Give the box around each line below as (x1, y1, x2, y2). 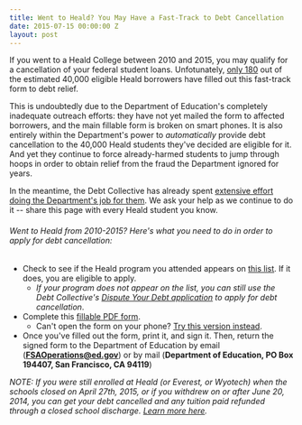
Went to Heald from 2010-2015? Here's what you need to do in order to (9, 225, 273, 236)
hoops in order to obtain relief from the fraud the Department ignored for (9, 159, 279, 170)
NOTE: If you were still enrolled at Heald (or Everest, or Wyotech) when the (9, 376, 288, 387)
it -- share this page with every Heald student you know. (9, 205, 218, 216)
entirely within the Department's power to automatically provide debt (9, 130, 266, 141)
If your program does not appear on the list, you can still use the (35, 282, 276, 293)
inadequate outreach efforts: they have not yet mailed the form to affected (9, 110, 285, 122)
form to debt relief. (9, 83, 79, 95)
